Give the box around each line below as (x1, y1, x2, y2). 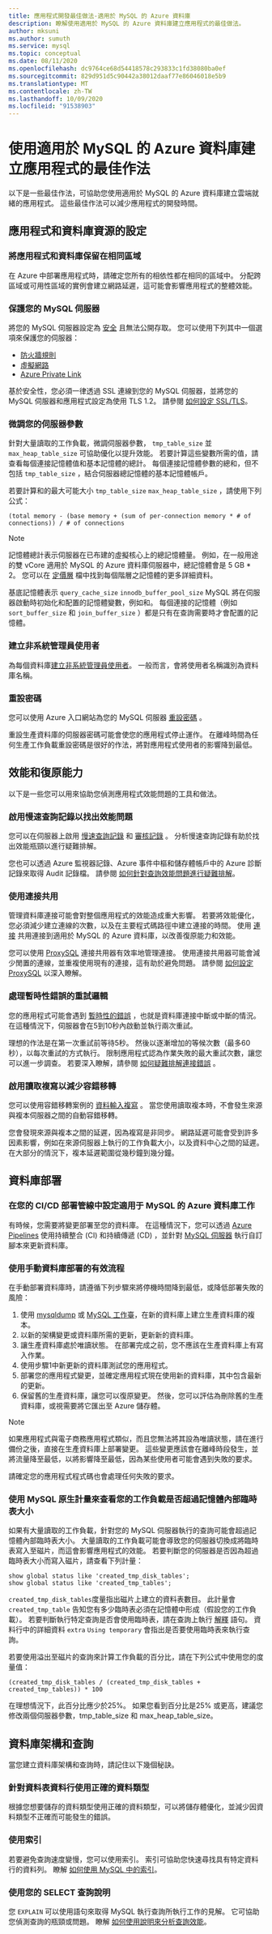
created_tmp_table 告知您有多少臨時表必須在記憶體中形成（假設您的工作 (8, 1604, 249, 1614)
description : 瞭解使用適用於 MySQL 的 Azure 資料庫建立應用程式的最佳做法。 (8, 19, 245, 28)
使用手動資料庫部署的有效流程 (8, 1263, 125, 1274)
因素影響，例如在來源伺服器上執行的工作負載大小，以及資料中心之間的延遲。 (8, 1137, 264, 1147)
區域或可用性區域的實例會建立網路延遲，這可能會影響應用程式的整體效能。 (8, 280, 257, 290)
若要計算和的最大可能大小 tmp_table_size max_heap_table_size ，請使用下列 (8, 486, 262, 496)
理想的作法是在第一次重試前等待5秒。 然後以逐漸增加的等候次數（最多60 (8, 1037, 251, 1047)
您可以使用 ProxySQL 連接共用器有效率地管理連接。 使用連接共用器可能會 (8, 948, 253, 958)
